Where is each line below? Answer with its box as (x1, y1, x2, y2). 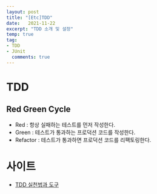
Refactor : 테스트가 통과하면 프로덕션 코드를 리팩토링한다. (15, 136, 152, 143)
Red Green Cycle (6, 104, 71, 115)
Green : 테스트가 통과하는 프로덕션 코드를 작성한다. (15, 129, 136, 136)
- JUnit (6, 48, 26, 55)
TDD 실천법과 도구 (15, 181, 59, 188)
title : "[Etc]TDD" (6, 15, 53, 21)
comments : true (12, 54, 50, 60)
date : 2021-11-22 (6, 20, 56, 26)
